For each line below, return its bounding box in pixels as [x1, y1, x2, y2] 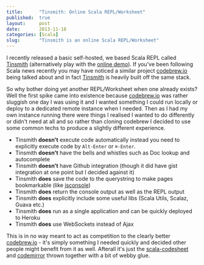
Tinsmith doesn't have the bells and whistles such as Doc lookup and [15, 149, 190, 156]
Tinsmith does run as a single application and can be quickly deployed [15, 208, 192, 214]
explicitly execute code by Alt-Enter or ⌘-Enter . [15, 143, 136, 150]
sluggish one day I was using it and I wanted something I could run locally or [6, 98, 198, 106]
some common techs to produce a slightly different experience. [6, 125, 166, 131]
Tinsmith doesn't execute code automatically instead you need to [15, 136, 180, 143]
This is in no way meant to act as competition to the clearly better [6, 233, 171, 239]
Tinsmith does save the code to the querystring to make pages [15, 175, 174, 182]
